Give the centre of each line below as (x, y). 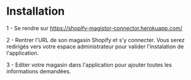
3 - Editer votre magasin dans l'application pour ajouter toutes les (89, 65)
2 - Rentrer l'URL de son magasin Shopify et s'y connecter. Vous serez (96, 40)
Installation (36, 11)
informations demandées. (39, 71)
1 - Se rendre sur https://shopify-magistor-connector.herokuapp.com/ (95, 28)
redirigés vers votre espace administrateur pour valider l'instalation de (95, 46)
